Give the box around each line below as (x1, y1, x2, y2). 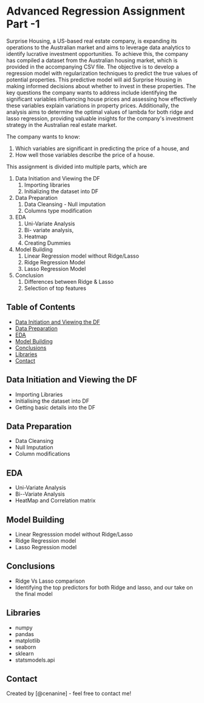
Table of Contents (6, 302, 76, 312)
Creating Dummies (24, 239, 71, 247)
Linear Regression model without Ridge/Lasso (24, 252, 140, 259)
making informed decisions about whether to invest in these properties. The (6, 82, 196, 89)
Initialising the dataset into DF (15, 397, 90, 405)
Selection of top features (24, 284, 87, 292)
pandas (15, 630, 35, 637)
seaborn (15, 643, 36, 651)
